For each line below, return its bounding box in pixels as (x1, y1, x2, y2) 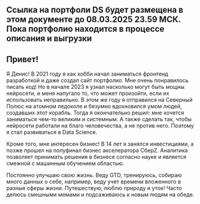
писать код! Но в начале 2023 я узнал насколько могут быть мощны (6, 83, 185, 91)
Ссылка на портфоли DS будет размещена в (6, 5, 184, 15)
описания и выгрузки (6, 33, 92, 44)
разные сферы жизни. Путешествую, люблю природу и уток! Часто (6, 185, 182, 192)
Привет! (6, 54, 39, 65)
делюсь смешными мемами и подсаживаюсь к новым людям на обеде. (6, 191, 195, 199)
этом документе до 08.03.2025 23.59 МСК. (6, 15, 181, 25)
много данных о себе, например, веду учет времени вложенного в (6, 178, 181, 185)
